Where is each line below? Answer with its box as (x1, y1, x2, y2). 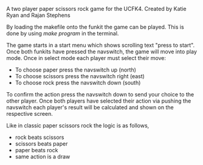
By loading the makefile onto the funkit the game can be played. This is (6, 24, 184, 30)
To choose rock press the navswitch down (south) (15, 79, 141, 86)
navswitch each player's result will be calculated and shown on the (6, 104, 174, 111)
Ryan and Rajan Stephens (6, 12, 71, 19)
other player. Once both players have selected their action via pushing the (6, 97, 191, 104)
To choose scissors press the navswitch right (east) (15, 73, 145, 79)
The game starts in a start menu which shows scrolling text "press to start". (6, 42, 195, 49)
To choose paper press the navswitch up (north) (15, 66, 137, 73)
